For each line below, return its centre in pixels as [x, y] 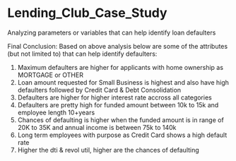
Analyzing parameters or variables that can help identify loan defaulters [112, 32]
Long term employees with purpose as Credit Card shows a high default [122, 135]
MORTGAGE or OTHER [50, 75]
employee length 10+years [56, 112]
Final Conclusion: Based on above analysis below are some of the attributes [118, 46]
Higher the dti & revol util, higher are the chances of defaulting [108, 150]
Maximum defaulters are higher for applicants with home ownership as [120, 67]
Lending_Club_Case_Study [87, 13]
